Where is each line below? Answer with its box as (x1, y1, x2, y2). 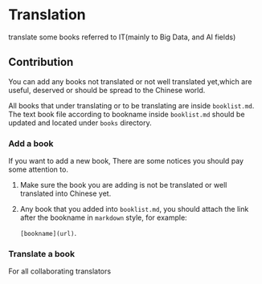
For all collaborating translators (8, 266, 111, 276)
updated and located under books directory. (8, 118, 152, 128)
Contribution (8, 55, 74, 69)
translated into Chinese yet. (19, 189, 112, 198)
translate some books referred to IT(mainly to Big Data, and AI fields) (8, 32, 236, 42)
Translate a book (8, 248, 75, 259)
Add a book (8, 138, 54, 149)
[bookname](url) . (19, 229, 77, 238)
